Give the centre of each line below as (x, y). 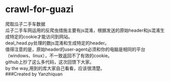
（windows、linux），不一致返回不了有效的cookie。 (59, 55)
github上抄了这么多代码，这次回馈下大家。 (50, 62)
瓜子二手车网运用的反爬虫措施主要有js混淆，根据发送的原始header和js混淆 (83, 30)
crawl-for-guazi (39, 9)
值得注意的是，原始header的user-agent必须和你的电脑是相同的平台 (75, 49)
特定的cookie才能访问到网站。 (41, 36)
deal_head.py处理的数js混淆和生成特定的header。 (57, 43)
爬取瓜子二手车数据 (25, 24)
